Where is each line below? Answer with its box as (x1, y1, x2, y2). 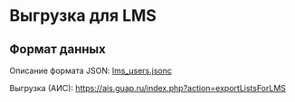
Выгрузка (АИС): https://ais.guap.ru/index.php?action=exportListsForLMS (9, 83, 287, 93)
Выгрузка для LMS (9, 5, 157, 26)
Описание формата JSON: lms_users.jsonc (9, 65, 172, 76)
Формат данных (9, 42, 106, 57)
